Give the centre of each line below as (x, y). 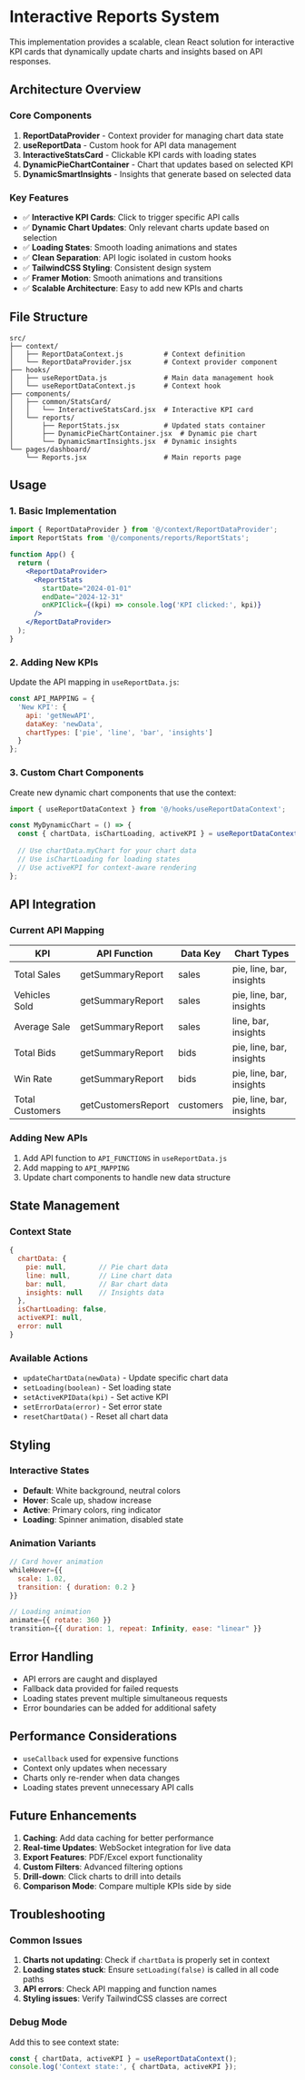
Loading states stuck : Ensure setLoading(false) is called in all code (151, 1970)
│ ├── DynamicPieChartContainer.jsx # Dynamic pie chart (133, 433)
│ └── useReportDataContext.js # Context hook (115, 386)
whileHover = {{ (36, 1570)
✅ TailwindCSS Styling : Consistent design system (117, 267)
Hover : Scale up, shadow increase (87, 1500)
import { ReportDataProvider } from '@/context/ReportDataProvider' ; (144, 530)
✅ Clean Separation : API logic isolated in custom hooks (127, 257)
